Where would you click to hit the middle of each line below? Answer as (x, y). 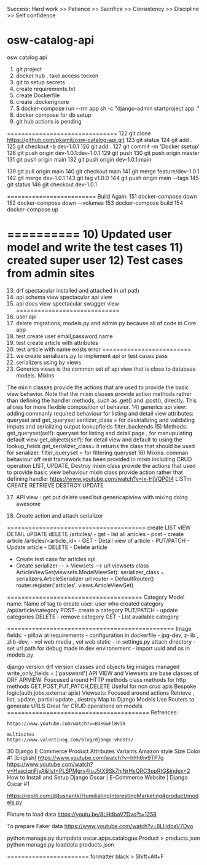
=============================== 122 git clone (79, 133)
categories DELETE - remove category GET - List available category (93, 617)
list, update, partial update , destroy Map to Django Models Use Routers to (101, 699)
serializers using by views (49, 362)
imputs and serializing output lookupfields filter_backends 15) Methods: (97, 426)
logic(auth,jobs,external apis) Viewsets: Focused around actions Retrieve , (101, 693)
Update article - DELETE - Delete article (57, 547)
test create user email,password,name (64, 336)
